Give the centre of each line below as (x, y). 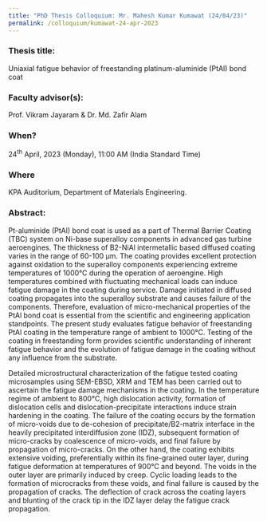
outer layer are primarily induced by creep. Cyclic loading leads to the (123, 475)
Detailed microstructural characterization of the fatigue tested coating (123, 373)
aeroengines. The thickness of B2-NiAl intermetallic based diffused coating (132, 247)
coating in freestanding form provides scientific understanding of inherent (130, 341)
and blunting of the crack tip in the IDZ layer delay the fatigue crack (119, 500)
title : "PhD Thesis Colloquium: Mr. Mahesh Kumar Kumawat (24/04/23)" (128, 16)
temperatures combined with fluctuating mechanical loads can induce (123, 281)
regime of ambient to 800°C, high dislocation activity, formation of (117, 398)
